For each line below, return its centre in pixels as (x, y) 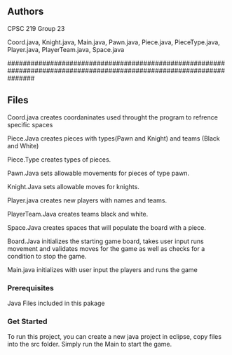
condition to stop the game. (47, 256)
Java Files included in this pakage (56, 303)
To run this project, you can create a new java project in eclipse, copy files (115, 337)
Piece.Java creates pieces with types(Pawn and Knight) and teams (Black (114, 138)
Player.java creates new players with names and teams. (87, 200)
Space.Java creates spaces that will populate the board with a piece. (107, 227)
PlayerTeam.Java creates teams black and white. (78, 214)
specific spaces (30, 124)
